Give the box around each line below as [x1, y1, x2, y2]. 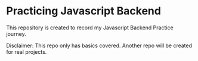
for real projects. [6, 48, 47, 55]
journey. [6, 30, 26, 37]
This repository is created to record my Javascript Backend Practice [6, 24, 174, 31]
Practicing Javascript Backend [6, 4, 161, 18]
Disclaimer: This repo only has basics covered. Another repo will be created [6, 42, 193, 49]
